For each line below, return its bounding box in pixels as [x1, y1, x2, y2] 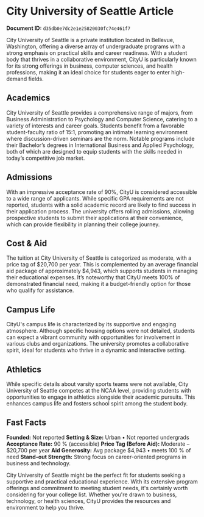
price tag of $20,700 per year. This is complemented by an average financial [6, 261, 199, 268]
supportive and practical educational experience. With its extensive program [6, 477, 198, 485]
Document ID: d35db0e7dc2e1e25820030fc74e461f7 [6, 24, 131, 32]
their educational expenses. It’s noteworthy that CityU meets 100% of [6, 274, 180, 281]
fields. [28, 75, 44, 82]
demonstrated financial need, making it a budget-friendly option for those [6, 280, 191, 288]
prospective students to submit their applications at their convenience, [6, 214, 183, 221]
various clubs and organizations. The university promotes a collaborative [6, 340, 189, 348]
